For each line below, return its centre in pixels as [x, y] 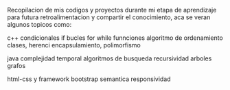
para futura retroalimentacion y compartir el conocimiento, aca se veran [109, 17]
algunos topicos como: [39, 24]
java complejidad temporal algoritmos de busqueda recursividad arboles [110, 58]
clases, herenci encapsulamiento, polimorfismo [74, 45]
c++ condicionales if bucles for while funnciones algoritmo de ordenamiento [115, 38]
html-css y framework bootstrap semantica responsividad [89, 79]
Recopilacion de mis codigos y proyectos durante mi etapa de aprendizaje [112, 10]
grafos [16, 66]
